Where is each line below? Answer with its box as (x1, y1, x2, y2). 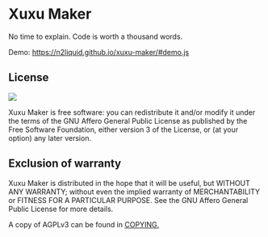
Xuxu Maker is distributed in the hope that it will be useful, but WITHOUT (8, 178, 250, 188)
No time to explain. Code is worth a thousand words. (8, 32, 183, 41)
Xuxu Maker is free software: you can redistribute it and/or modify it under (8, 107, 256, 117)
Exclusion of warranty (8, 157, 122, 171)
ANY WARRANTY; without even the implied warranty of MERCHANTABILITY (8, 187, 261, 197)
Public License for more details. (8, 204, 114, 214)
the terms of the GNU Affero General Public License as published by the (8, 116, 248, 125)
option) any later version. (8, 133, 91, 142)
